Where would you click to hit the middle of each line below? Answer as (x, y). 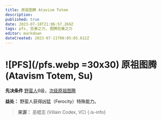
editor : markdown (24, 33)
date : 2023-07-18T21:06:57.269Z (39, 24)
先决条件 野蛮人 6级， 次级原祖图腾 (40, 90)
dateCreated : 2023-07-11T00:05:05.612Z (47, 38)
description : (19, 15)
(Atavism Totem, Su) (49, 76)
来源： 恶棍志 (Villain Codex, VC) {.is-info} (62, 112)
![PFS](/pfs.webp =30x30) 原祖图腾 (81, 65)
